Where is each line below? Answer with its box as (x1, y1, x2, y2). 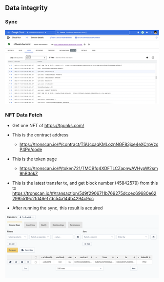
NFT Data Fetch (5, 112, 43, 118)
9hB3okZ (19, 170, 38, 177)
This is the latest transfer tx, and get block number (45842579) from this (12, 180, 158, 186)
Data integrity (5, 4, 48, 12)
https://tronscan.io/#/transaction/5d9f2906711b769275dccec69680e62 (12, 190, 157, 196)
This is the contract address (12, 132, 69, 138)
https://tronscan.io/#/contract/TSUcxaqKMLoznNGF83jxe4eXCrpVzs (19, 141, 159, 148)
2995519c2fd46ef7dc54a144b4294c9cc (12, 196, 94, 202)
